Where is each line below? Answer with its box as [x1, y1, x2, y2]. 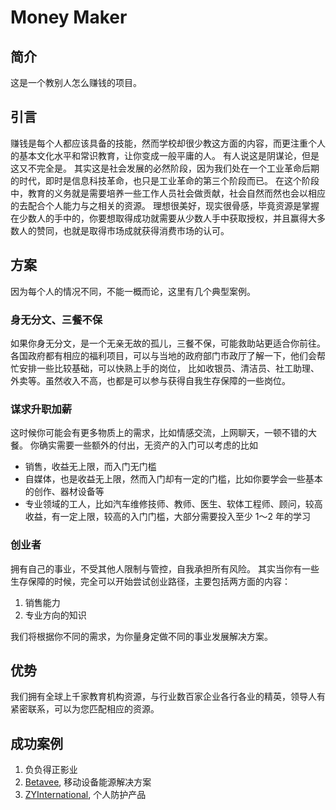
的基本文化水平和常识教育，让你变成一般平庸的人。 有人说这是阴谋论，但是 [10, 149, 320, 161]
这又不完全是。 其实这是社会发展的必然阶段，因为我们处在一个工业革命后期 [10, 162, 320, 174]
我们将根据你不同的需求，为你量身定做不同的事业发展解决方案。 [10, 630, 273, 642]
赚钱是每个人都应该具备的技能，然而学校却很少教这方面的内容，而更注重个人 [10, 137, 326, 149]
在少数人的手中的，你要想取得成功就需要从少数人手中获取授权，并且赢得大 [10, 212, 317, 224]
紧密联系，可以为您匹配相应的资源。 [10, 703, 160, 715]
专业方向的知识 [24, 609, 87, 621]
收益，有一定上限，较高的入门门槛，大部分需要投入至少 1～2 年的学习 [24, 511, 311, 523]
